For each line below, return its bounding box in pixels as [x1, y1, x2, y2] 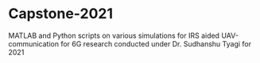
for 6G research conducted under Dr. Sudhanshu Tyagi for [60, 39, 252, 48]
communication [8, 39, 60, 48]
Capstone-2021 [8, 5, 114, 23]
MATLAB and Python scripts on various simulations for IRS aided [8, 31, 220, 40]
